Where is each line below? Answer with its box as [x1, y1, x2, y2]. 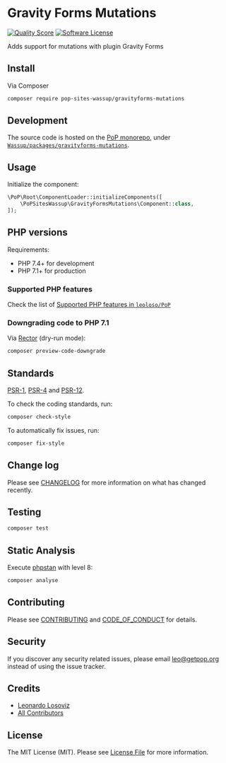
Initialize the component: [7, 180, 79, 189]
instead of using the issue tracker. [7, 662, 106, 670]
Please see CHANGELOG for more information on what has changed [7, 478, 206, 487]
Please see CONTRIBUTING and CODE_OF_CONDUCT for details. [7, 615, 198, 624]
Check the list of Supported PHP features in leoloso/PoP [7, 300, 171, 308]
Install [7, 62, 35, 75]
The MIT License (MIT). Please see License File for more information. [7, 748, 208, 757]
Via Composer [7, 81, 49, 90]
